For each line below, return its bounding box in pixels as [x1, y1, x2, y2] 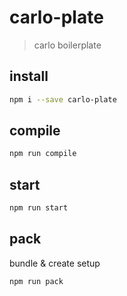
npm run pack [9, 276, 64, 286]
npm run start [9, 203, 69, 213]
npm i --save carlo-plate [9, 94, 117, 105]
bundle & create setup [9, 257, 101, 269]
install [9, 68, 49, 85]
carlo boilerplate [33, 39, 102, 51]
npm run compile [9, 149, 77, 159]
